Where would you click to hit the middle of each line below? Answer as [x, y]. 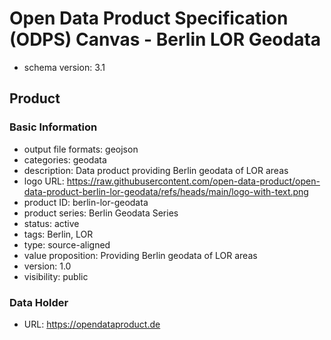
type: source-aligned [67, 244]
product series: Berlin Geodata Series [101, 213]
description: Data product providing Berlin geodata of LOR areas [156, 170]
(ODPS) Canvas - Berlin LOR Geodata [165, 39]
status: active [51, 223]
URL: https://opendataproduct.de [92, 324]
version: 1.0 [47, 266]
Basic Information [53, 127]
